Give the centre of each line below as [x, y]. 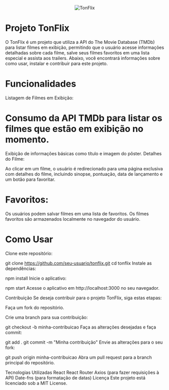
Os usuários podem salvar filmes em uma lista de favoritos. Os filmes [77, 214]
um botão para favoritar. [30, 179]
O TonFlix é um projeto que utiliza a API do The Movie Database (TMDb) [80, 42]
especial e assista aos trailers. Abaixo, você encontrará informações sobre [83, 58]
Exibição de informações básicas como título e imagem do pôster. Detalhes [83, 153]
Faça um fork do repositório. [35, 307]
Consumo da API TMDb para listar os [84, 118]
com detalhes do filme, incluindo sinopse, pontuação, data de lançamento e [84, 174]
